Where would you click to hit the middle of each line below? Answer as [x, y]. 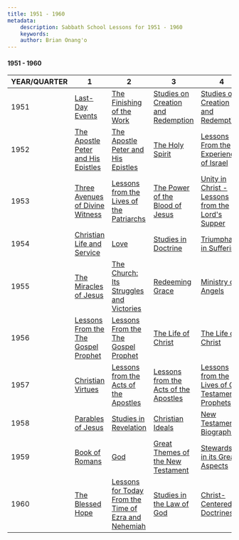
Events [86, 116]
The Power [171, 188]
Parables [89, 418]
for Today [128, 491]
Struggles [128, 291]
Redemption [174, 120]
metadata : [22, 21]
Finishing [127, 102]
